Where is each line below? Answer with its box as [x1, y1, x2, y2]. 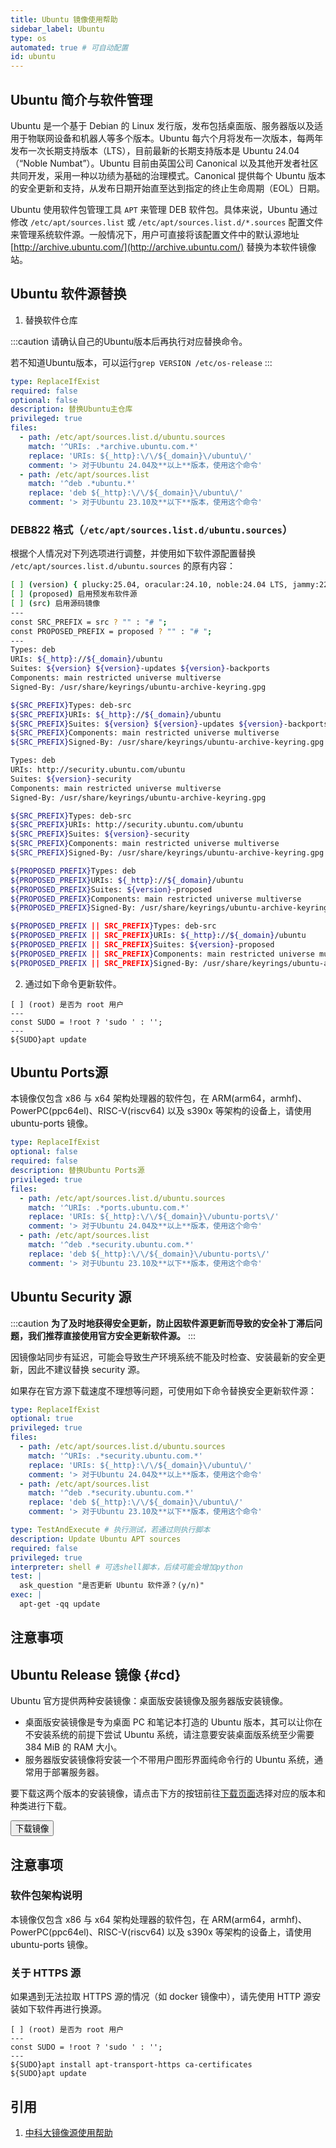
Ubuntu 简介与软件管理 [10, 91, 153, 108]
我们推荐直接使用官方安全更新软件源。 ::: [27, 1329, 197, 1341]
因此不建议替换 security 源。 [27, 1363, 146, 1375]
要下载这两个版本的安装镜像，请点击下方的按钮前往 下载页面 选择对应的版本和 [10, 1787, 326, 1800]
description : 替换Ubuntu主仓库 [10, 404, 133, 415]
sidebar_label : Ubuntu [10, 24, 105, 34]
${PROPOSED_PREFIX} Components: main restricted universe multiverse [10, 894, 302, 904]
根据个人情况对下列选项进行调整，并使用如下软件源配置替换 [10, 547, 256, 560]
